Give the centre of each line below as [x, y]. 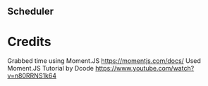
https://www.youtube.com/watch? [145, 69]
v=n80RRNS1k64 [32, 76]
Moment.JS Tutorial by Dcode [50, 69]
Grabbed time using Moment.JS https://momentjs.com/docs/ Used [104, 61]
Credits [29, 42]
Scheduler [31, 12]
